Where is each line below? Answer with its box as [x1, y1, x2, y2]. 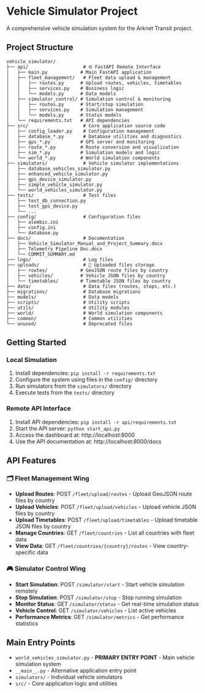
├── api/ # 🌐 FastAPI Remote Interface [6, 64, 161, 70]
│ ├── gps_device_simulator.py [6, 176, 92, 182]
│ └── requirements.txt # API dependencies [6, 117, 130, 124]
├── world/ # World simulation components [6, 310, 163, 316]
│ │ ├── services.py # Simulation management [6, 106, 144, 113]
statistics [15, 620, 39, 627]
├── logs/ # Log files [6, 256, 114, 262]
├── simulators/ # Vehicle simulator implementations [6, 160, 179, 166]
